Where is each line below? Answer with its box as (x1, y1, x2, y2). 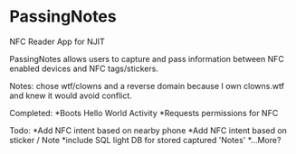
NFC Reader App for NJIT (9, 36, 106, 47)
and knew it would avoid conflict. (9, 90, 133, 101)
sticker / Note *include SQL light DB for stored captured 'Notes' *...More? (9, 134, 282, 145)
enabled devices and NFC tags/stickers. (9, 63, 158, 74)
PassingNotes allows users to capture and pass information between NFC (9, 53, 285, 64)
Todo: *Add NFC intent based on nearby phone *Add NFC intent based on (9, 124, 288, 136)
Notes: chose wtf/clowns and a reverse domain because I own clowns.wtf (9, 80, 285, 91)
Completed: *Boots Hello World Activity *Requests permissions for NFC (9, 107, 279, 118)
